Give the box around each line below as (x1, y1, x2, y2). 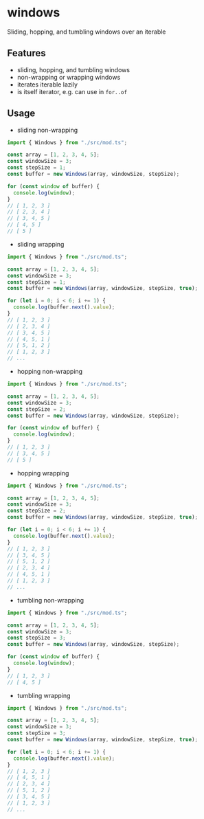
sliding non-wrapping (16, 126, 78, 134)
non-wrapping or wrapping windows (16, 73, 121, 81)
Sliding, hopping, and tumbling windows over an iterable (7, 27, 166, 36)
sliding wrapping (16, 240, 65, 248)
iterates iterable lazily (16, 80, 78, 89)
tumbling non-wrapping (16, 596, 84, 604)
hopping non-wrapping (16, 368, 83, 376)
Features (7, 47, 46, 59)
